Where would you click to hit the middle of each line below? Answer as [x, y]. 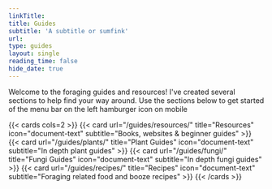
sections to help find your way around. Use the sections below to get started [136, 100]
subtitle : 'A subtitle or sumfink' [69, 31]
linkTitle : [27, 16]
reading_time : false [43, 62]
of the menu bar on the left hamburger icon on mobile [98, 109]
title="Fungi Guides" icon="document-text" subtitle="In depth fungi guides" [135, 159]
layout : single [34, 54]
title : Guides [32, 24]
